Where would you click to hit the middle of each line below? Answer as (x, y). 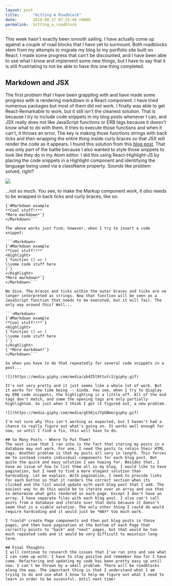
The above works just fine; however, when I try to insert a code (78, 228)
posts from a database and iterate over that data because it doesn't (82, 503)
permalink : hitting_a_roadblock (41, 24)
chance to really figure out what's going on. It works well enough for (85, 426)
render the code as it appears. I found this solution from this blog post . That (85, 144)
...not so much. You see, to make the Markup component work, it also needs (86, 191)
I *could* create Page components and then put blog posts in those (80, 521)
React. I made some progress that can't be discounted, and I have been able (86, 56)
